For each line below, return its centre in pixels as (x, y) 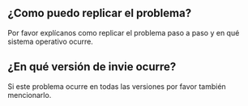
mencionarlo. (30, 95)
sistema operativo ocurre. (51, 41)
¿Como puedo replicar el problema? (100, 13)
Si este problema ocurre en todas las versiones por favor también (117, 86)
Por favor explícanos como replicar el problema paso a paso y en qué (124, 32)
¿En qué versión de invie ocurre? (92, 67)
